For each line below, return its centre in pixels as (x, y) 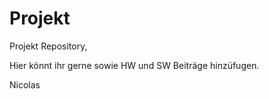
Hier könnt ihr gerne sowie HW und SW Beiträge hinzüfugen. (134, 65)
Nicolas (25, 84)
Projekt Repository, (48, 46)
